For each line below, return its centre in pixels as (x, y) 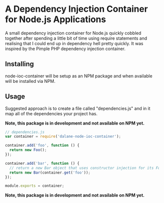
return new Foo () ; (28, 150)
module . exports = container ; (35, 186)
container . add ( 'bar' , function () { (42, 163)
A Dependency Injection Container (76, 9)
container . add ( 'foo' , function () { (42, 146)
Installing (20, 64)
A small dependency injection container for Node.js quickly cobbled (73, 33)
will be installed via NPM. (30, 81)
